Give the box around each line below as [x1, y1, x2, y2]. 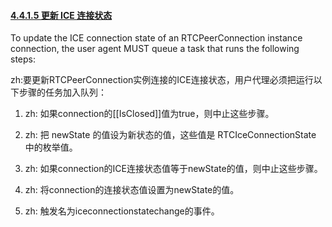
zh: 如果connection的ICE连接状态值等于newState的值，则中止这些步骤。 [24, 163, 323, 175]
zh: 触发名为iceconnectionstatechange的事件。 [24, 205, 220, 217]
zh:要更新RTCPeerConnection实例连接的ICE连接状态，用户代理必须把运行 [10, 74, 314, 86]
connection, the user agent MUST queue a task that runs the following [10, 43, 300, 55]
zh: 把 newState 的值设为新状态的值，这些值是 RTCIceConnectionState [24, 129, 317, 141]
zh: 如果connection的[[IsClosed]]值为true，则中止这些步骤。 [24, 108, 275, 120]
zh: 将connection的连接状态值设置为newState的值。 [24, 184, 240, 196]
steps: [10, 53, 36, 65]
